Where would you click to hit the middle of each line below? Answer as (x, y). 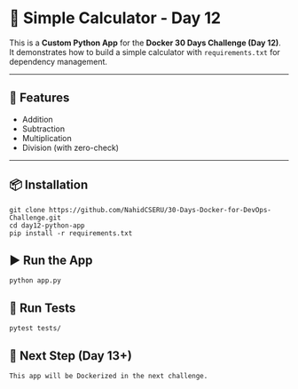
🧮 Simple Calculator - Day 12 (115, 18)
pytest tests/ (35, 329)
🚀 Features (39, 98)
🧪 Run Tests (43, 308)
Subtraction (43, 129)
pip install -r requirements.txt (71, 233)
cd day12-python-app (47, 226)
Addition (37, 119)
